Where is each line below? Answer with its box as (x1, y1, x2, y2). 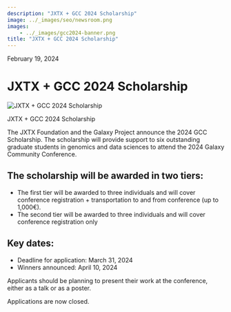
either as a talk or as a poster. (7, 284, 92, 292)
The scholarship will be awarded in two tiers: (7, 170, 204, 182)
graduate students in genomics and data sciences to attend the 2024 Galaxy (7, 143, 225, 152)
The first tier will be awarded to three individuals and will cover (17, 188, 196, 196)
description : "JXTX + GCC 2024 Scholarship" (7, 10, 137, 17)
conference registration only (17, 218, 98, 226)
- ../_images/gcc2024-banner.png (19, 29, 116, 37)
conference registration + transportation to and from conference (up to (17, 196, 219, 204)
